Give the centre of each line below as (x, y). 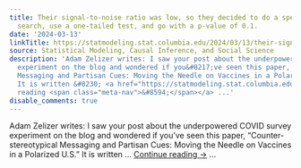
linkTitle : (30, 42)
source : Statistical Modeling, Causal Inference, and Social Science (142, 51)
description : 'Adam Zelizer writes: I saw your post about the (130, 59)
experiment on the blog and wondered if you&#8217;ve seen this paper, (154, 68)
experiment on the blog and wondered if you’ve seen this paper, (128, 136)
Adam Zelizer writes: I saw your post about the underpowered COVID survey (150, 126)
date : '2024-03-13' (46, 34)
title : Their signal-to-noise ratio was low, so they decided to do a (144, 17)
